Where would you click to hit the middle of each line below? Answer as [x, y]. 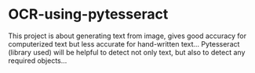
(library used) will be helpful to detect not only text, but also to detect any [127, 52]
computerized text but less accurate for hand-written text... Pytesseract [124, 43]
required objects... [38, 61]
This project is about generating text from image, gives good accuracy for [127, 36]
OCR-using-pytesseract [88, 14]
